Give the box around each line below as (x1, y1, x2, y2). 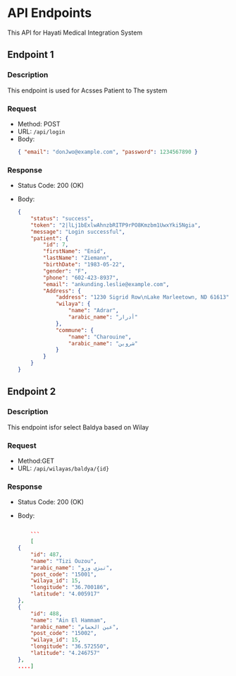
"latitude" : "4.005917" (30, 591, 100, 598)
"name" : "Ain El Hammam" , (30, 617, 107, 624)
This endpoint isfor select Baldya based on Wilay (7, 422, 149, 432)
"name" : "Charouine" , (68, 333, 132, 340)
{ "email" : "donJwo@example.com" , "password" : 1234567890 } (17, 148, 199, 155)
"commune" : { (55, 326, 94, 333)
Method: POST (17, 119, 61, 128)
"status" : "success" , (30, 215, 94, 222)
